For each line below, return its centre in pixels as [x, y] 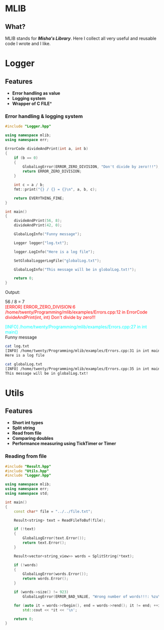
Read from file [27, 433]
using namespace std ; [27, 494]
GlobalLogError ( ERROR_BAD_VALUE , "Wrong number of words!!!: [86, 596]
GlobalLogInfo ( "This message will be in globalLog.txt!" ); [75, 269]
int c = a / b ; [29, 185]
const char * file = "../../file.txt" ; [53, 511]
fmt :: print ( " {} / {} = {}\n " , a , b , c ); [55, 189]
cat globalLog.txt [24, 364]
